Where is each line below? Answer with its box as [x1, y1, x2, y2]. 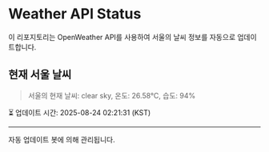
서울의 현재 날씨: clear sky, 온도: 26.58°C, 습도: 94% [27, 90, 196, 100]
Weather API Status [8, 5, 142, 23]
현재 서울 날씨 [8, 68, 72, 82]
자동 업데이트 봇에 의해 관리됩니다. [8, 134, 115, 144]
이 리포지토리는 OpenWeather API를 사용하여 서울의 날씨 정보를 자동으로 [8, 32, 236, 42]
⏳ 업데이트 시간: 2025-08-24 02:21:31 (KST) [8, 107, 151, 117]
